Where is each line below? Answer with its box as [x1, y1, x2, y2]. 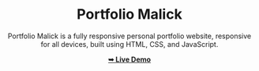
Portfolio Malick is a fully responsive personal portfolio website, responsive [7, 31, 252, 41]
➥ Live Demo [107, 55, 152, 64]
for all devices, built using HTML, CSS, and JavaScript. [40, 39, 219, 48]
